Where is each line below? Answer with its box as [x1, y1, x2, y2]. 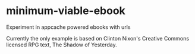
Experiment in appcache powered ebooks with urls [6, 23, 131, 31]
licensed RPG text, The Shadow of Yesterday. [6, 41, 117, 48]
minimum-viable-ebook [6, 4, 126, 18]
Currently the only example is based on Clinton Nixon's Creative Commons [6, 35, 189, 42]
